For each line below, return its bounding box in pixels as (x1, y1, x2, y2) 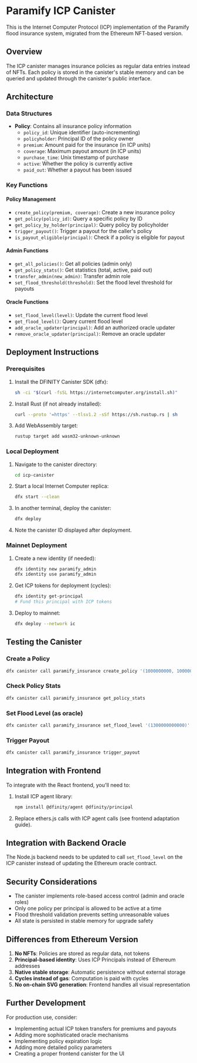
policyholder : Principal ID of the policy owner (23, 135, 134, 142)
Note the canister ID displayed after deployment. (14, 527, 132, 534)
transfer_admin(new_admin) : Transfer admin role (14, 272, 131, 279)
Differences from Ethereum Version (6, 934, 139, 944)
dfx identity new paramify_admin (14, 566, 97, 572)
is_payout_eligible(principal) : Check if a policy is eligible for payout (14, 234, 185, 241)
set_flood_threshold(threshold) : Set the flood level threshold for (14, 279, 173, 286)
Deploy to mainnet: (14, 609, 60, 616)
